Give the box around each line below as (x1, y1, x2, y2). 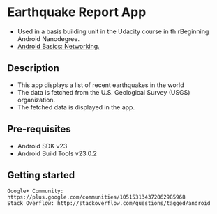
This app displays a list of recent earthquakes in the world (17, 81, 184, 89)
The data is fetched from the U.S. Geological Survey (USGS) (17, 88, 190, 96)
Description (7, 62, 59, 74)
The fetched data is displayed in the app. (17, 102, 135, 112)
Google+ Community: (7, 188, 64, 195)
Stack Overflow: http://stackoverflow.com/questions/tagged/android (7, 200, 211, 207)
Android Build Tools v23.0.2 (17, 149, 98, 158)
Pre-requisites (7, 123, 71, 135)
